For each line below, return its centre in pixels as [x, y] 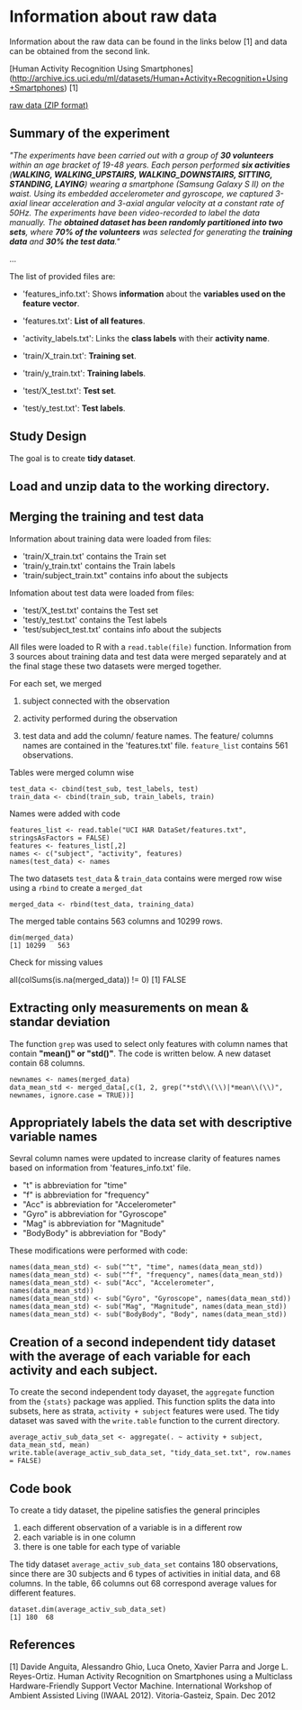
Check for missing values [56, 962]
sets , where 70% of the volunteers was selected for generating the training [151, 232]
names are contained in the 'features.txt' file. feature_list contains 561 [155, 745]
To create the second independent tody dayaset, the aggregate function [142, 1392]
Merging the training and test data [107, 517]
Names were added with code [65, 814]
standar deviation [60, 1022]
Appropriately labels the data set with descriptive [151, 1122]
